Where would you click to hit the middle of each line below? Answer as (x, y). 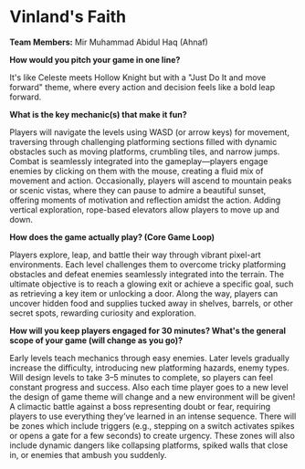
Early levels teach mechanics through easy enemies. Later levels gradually (150, 358)
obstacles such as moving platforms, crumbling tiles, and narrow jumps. (145, 151)
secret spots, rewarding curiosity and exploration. (103, 313)
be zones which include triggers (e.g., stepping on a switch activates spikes (152, 425)
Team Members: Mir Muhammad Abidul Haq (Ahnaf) (109, 42)
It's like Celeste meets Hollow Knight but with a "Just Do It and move (138, 77)
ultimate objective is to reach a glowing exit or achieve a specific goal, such (152, 284)
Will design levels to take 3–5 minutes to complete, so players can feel (142, 377)
